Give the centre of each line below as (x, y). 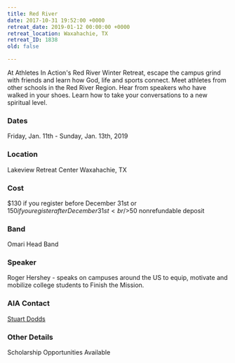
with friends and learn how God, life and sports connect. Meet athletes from (117, 80)
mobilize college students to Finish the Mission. (76, 285)
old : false (23, 46)
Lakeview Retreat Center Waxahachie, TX (67, 170)
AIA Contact (29, 303)
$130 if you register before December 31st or (72, 203)
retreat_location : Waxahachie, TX (58, 33)
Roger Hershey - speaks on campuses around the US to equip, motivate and (117, 278)
